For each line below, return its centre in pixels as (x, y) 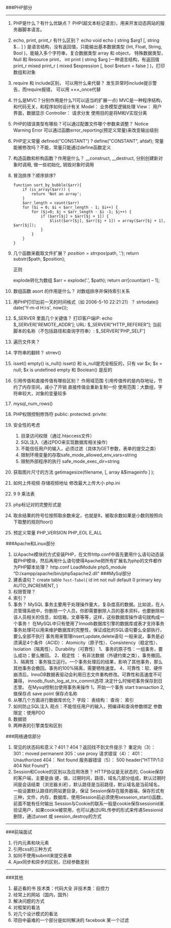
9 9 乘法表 (24, 494)
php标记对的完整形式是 (37, 505)
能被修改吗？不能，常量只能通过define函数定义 (62, 147)
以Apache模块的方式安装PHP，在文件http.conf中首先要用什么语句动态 (86, 554)
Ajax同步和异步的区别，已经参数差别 (51, 862)
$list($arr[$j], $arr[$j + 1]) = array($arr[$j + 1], (108, 221)
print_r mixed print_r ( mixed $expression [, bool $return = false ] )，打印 (89, 66)
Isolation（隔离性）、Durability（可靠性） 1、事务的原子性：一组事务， (86, 649)
